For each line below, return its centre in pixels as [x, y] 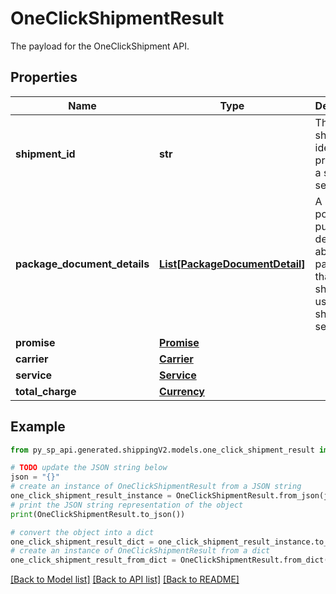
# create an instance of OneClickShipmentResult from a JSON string [156, 487]
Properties [44, 77]
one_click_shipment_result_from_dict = [93, 560]
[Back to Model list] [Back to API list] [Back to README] [125, 579]
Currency [182, 391]
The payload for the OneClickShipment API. [100, 46]
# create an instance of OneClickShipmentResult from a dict [140, 551]
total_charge [46, 391]
